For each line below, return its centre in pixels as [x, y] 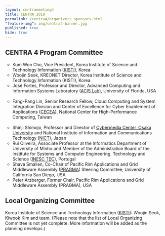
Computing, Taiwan [32, 117]
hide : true [16, 33]
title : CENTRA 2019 [25, 14]
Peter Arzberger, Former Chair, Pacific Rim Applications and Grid [78, 180]
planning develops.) [25, 228]
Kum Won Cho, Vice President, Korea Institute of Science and [75, 64]
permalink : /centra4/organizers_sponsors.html [54, 19]
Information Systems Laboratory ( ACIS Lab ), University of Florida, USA [84, 91]
